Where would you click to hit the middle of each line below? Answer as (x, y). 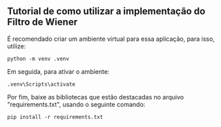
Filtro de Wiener (42, 22)
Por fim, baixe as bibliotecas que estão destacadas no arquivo (96, 97)
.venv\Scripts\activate (41, 84)
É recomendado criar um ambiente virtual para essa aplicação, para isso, (111, 39)
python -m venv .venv (38, 59)
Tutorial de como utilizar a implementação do (106, 11)
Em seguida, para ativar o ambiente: (58, 71)
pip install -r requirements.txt (55, 117)
